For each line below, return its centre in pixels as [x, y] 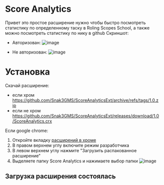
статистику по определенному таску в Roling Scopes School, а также [77, 27]
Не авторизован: [30, 52]
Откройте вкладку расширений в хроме [54, 140]
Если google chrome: [27, 131]
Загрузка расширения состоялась [60, 176]
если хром [23, 95]
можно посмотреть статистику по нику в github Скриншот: [67, 33]
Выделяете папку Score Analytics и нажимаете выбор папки [75, 161]
